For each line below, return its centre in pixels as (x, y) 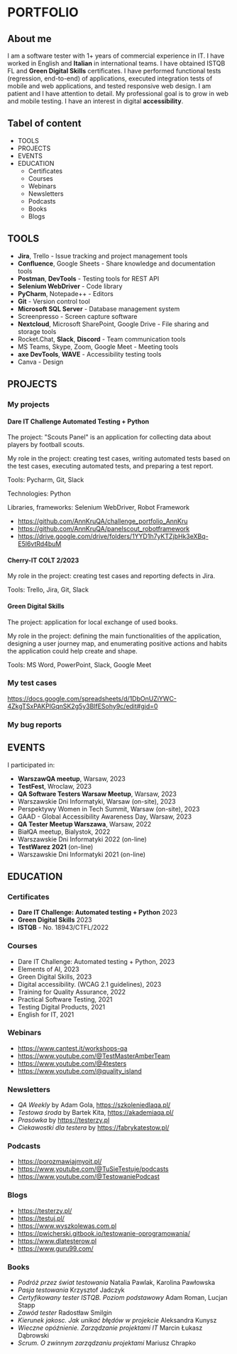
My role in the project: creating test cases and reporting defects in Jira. (111, 576)
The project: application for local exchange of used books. (93, 622)
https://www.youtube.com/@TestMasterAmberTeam (94, 1056)
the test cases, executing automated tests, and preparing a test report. (110, 466)
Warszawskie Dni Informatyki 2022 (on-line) (82, 839)
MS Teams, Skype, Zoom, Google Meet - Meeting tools (98, 347)
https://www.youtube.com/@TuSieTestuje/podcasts (93, 1169)
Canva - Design (40, 362)
